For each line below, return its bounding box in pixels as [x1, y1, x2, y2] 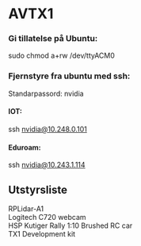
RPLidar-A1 [8, 204, 44, 214]
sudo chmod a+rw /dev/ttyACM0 [8, 51, 115, 60]
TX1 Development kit [8, 229, 76, 238]
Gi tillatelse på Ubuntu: [8, 33, 98, 44]
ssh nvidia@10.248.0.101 [8, 124, 87, 134]
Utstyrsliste [8, 183, 67, 196]
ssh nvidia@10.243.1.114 [8, 160, 86, 170]
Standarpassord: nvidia [8, 89, 85, 98]
